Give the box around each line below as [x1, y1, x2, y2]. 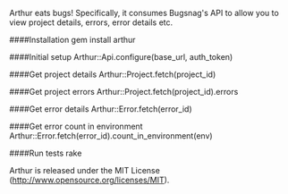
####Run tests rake [9, 148, 82, 158]
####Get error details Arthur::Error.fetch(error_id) [9, 104, 192, 114]
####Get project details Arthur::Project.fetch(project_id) [9, 69, 216, 80]
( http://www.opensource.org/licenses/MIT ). [9, 174, 170, 185]
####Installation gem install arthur [9, 35, 136, 45]
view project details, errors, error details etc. [9, 17, 174, 28]
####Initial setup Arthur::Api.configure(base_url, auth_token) [9, 52, 233, 62]
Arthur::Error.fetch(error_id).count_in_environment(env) [9, 131, 213, 141]
